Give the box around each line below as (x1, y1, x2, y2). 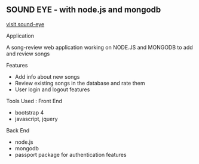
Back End (6, 126, 30, 134)
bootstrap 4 (14, 109, 44, 116)
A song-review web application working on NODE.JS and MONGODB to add (6, 44, 193, 51)
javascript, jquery (14, 115, 58, 122)
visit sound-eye (6, 20, 45, 27)
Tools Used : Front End (6, 97, 63, 104)
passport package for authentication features (14, 151, 127, 158)
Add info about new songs (14, 73, 80, 80)
